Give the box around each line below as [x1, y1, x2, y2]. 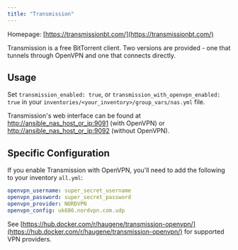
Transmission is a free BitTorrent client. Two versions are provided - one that [7, 43, 231, 52]
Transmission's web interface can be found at [7, 111, 142, 120]
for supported [183, 227, 225, 236]
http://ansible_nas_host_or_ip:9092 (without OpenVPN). [7, 127, 170, 135]
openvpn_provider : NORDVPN [7, 200, 87, 208]
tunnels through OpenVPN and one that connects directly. [7, 51, 176, 59]
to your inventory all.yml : [7, 174, 84, 182]
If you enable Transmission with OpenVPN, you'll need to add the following [7, 166, 225, 174]
